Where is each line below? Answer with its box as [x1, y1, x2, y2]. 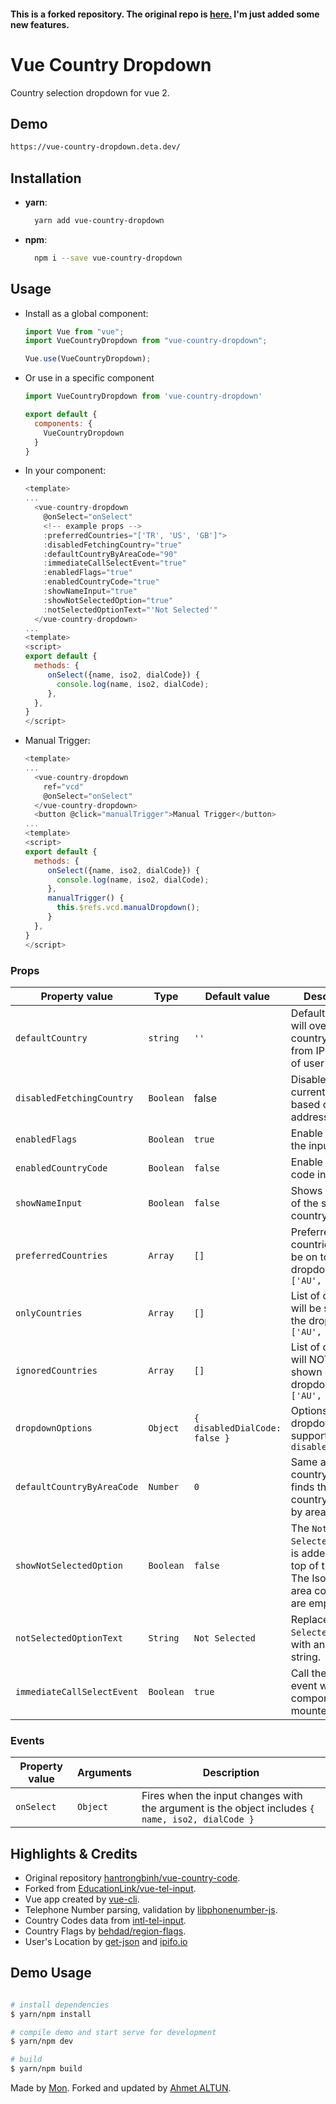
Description [202, 1766, 260, 1780]
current [290, 1085, 326, 1099]
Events [10, 1733, 45, 1747]
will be [290, 1301, 322, 1315]
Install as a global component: [24, 307, 149, 319]
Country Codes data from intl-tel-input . [24, 1915, 187, 1926]
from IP [290, 1043, 325, 1057]
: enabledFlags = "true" [43, 568, 133, 578]
